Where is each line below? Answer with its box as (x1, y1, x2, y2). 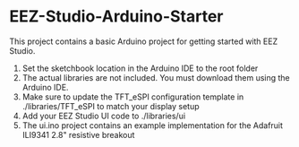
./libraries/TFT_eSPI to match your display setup (21, 100, 200, 111)
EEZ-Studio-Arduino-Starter (9, 6, 224, 27)
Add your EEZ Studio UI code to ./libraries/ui (21, 110, 186, 121)
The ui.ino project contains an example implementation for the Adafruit (21, 119, 284, 131)
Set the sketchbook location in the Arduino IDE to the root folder (21, 63, 259, 73)
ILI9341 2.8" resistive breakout (21, 129, 135, 140)
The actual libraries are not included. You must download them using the (21, 72, 290, 82)
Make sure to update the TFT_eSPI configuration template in (21, 91, 244, 102)
